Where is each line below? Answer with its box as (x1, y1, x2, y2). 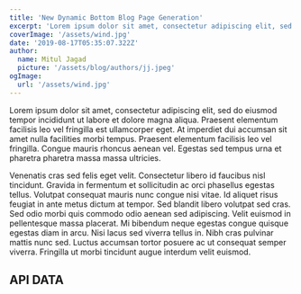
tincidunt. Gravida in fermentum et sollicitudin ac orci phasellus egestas (9, 179, 275, 190)
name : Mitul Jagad (17, 55, 87, 64)
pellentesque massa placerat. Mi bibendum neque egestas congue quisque (9, 218, 289, 228)
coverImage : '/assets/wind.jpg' (9, 30, 131, 39)
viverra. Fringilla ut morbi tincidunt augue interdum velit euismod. (9, 246, 251, 257)
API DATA (9, 272, 65, 288)
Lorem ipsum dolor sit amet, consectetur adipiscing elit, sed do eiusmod (9, 104, 278, 115)
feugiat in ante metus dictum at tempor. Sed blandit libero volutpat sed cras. (9, 199, 291, 209)
